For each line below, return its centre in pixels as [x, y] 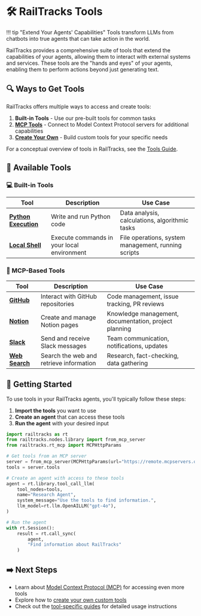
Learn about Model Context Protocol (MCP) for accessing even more [99, 587]
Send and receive [66, 338]
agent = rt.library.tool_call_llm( [51, 483]
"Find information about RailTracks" [74, 545]
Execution [24, 224]
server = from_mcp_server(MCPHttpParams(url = [64, 462]
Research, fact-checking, [143, 356]
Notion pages [60, 324]
